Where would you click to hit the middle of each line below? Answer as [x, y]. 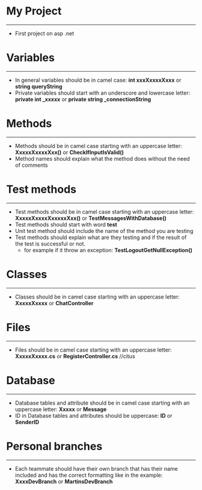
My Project [34, 11]
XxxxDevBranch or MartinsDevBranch [64, 481]
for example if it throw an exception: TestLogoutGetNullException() [108, 250]
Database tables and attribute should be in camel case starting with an [102, 403]
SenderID [27, 422]
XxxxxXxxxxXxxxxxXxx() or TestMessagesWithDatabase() [90, 218]
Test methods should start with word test [66, 225]
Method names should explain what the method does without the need [103, 158]
